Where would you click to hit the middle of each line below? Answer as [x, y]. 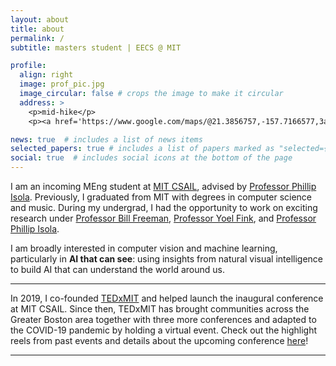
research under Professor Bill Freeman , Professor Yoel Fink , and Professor [163, 218]
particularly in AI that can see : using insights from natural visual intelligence [167, 259]
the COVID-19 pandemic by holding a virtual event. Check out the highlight [164, 330]
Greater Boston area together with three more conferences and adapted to [163, 319]
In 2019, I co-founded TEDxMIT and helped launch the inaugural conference [167, 298]
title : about [37, 29]
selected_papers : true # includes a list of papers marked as [142, 149]
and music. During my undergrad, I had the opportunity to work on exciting [164, 207]
